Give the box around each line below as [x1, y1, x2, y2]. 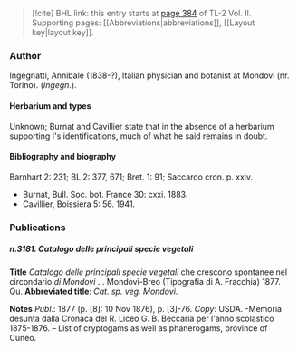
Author [9, 49, 42, 62]
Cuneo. [9, 332, 37, 343]
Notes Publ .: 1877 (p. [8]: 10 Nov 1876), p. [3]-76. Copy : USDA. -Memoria [9, 303, 283, 314]
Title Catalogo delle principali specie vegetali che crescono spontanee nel [9, 267, 288, 277]
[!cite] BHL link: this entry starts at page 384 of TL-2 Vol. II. [31, 8, 252, 18]
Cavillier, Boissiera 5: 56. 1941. [22, 199, 136, 209]
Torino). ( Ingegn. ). [9, 80, 77, 91]
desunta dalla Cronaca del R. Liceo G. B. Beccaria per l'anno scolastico [9, 313, 274, 324]
